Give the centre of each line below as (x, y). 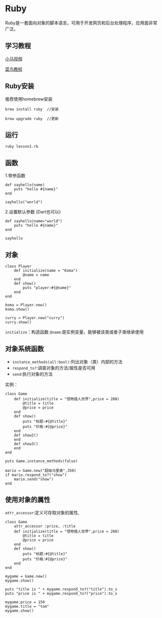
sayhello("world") (24, 202)
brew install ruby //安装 (32, 109)
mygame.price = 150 (25, 602)
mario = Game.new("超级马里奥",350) (41, 471)
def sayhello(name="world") (34, 221)
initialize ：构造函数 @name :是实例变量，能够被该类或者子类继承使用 (74, 332)
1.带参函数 (15, 176)
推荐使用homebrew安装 (29, 99)
